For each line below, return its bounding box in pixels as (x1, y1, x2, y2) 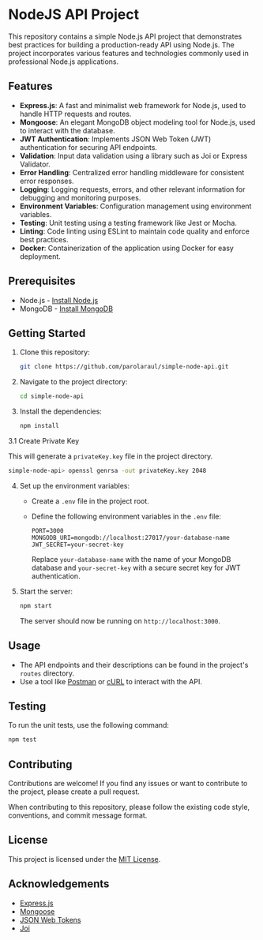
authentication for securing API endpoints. (19, 142, 158, 152)
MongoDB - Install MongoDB (19, 304, 113, 313)
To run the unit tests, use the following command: (8, 721, 170, 730)
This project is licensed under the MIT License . (8, 854, 161, 863)
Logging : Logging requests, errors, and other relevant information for (19, 184, 246, 194)
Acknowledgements (8, 878, 110, 891)
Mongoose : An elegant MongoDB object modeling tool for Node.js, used (19, 117, 256, 127)
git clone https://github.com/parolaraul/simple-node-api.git (19, 363, 229, 371)
